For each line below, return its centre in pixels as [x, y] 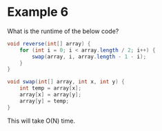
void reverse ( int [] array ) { [49, 43]
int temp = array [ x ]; [50, 88]
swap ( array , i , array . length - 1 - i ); [89, 57]
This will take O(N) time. [41, 121]
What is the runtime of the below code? [63, 31]
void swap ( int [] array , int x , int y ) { [66, 82]
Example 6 [38, 12]
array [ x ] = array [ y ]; [50, 95]
